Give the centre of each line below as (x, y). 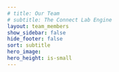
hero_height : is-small (40, 58)
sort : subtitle (29, 45)
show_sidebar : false (37, 33)
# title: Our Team (33, 13)
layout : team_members (38, 26)
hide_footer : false (35, 39)
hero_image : (24, 52)
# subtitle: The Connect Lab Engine (60, 20)
